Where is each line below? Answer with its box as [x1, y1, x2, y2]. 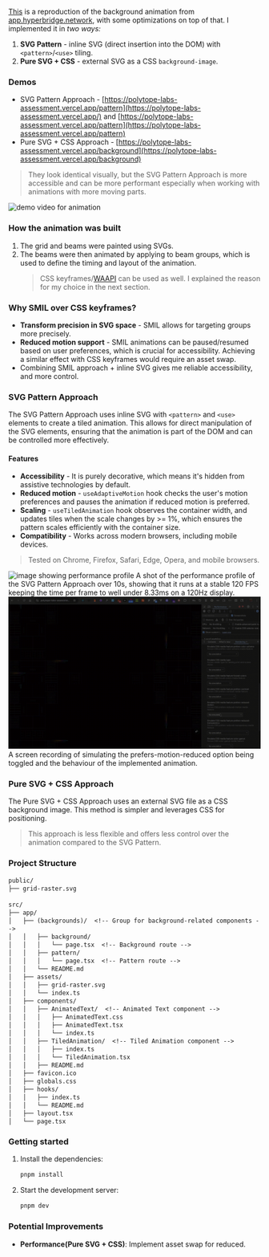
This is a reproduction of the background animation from [8, 7, 195, 16]
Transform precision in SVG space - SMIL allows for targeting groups [19, 320, 251, 330]
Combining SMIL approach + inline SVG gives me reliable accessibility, [19, 363, 253, 372]
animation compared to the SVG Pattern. [27, 837, 162, 847]
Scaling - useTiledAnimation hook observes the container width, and [19, 506, 247, 515]
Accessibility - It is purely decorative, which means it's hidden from [19, 471, 246, 481]
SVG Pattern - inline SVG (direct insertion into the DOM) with [19, 39, 221, 49]
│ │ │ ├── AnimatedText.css [8, 1013, 124, 1022]
